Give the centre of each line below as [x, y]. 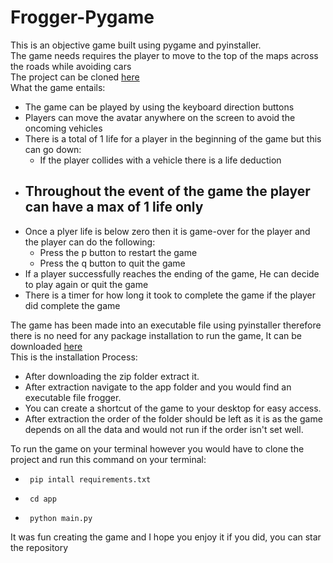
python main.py [61, 518]
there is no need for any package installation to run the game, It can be [156, 335]
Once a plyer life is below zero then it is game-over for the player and [167, 231]
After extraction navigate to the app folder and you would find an [158, 387]
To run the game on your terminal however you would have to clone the [157, 448]
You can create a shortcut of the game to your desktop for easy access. [173, 408]
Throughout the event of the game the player [167, 191]
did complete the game [72, 305]
